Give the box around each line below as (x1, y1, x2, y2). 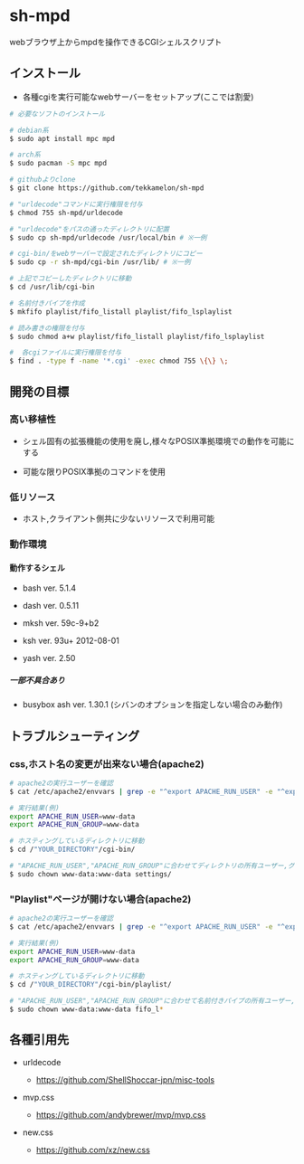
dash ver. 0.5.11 (22, 601, 80, 611)
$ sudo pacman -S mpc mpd (9, 159, 107, 168)
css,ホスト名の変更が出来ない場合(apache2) (9, 757, 205, 770)
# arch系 (9, 150, 41, 159)
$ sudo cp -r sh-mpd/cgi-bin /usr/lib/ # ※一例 (9, 258, 192, 267)
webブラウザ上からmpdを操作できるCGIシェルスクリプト (9, 36, 223, 47)
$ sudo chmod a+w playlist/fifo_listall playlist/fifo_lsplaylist (9, 332, 265, 341)
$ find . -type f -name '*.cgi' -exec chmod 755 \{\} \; (9, 356, 229, 366)
